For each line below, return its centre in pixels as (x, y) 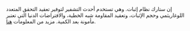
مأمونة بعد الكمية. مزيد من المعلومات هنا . (51, 21)
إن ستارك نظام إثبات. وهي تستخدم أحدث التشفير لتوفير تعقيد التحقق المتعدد (89, 9)
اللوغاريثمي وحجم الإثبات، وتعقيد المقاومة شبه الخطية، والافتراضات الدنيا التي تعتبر (95, 15)
